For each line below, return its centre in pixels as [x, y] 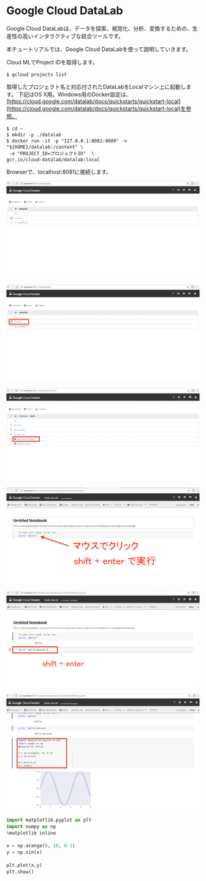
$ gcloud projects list [37, 74]
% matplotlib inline [31, 833]
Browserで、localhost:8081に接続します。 [59, 172]
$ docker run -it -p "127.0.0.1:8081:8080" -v [67, 141]
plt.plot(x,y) [25, 865]
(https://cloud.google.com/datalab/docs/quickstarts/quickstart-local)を [96, 109]
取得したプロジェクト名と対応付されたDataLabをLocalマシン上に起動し [96, 87]
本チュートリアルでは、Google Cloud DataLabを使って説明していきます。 [99, 49]
